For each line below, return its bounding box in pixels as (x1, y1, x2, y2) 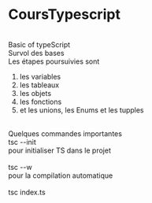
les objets (19, 88, 52, 98)
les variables (19, 72, 61, 81)
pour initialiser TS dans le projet (8, 146, 112, 155)
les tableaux (19, 80, 60, 90)
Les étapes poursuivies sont (8, 57, 100, 66)
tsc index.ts (8, 187, 46, 197)
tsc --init (8, 137, 37, 146)
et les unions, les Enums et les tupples (19, 105, 144, 115)
